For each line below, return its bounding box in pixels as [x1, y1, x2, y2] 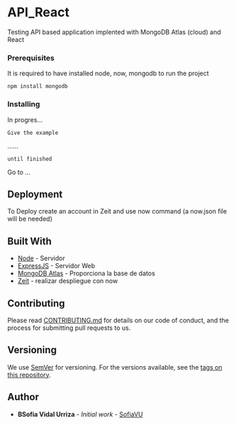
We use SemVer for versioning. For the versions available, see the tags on [7, 363, 223, 371]
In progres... [7, 115, 43, 124]
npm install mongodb [7, 83, 69, 90]
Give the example [7, 129, 59, 136]
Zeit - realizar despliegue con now [17, 277, 118, 285]
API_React [7, 4, 69, 21]
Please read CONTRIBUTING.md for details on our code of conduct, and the [7, 316, 229, 324]
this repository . [7, 370, 52, 379]
